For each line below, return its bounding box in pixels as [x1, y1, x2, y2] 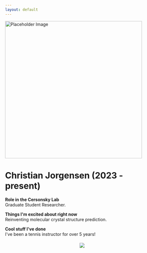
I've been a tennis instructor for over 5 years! [5, 231, 96, 237]
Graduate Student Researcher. [5, 202, 66, 207]
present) [5, 180, 41, 191]
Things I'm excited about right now [5, 211, 78, 217]
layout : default [5, 7, 38, 12]
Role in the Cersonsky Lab [5, 197, 60, 202]
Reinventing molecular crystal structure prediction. [5, 216, 107, 222]
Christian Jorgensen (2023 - [5, 170, 124, 181]
